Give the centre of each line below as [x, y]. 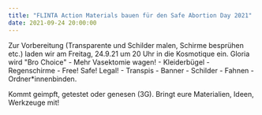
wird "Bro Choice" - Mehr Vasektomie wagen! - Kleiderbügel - [109, 62]
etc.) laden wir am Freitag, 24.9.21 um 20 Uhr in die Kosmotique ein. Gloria [129, 54]
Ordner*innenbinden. [43, 79]
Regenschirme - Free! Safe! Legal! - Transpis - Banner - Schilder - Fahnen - [131, 70]
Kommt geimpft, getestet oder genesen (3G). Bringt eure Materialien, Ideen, [131, 94]
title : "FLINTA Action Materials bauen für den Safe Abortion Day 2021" [130, 15]
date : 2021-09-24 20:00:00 [52, 23]
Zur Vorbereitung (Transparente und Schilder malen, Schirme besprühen [126, 45]
